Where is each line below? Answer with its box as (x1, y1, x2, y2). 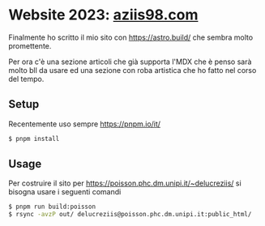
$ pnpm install (8, 134, 60, 143)
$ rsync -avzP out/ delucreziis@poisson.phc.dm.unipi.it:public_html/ (8, 211, 252, 219)
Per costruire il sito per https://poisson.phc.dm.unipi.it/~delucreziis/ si (8, 178, 241, 188)
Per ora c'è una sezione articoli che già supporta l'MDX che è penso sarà (8, 57, 252, 66)
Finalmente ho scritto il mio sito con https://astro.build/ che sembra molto (8, 32, 254, 42)
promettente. (8, 41, 52, 50)
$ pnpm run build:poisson (8, 203, 96, 211)
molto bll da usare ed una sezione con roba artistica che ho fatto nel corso (8, 65, 257, 75)
